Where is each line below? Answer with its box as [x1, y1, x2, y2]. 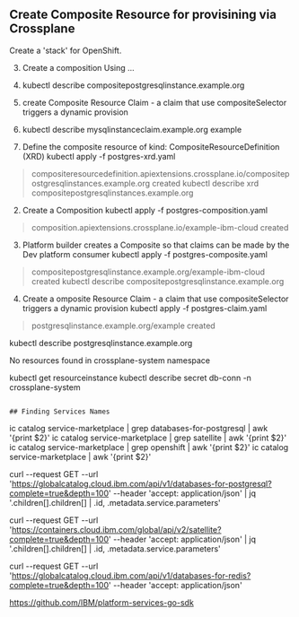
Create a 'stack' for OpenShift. [9, 45, 122, 56]
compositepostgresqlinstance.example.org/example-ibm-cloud [31, 266, 266, 277]
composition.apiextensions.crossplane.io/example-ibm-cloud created [31, 222, 289, 232]
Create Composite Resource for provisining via [9, 7, 277, 22]
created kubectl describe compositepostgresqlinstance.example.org [31, 275, 285, 286]
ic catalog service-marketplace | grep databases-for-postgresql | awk [9, 422, 268, 433]
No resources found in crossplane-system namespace [9, 354, 211, 366]
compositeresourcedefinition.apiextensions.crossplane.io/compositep [31, 168, 290, 178]
